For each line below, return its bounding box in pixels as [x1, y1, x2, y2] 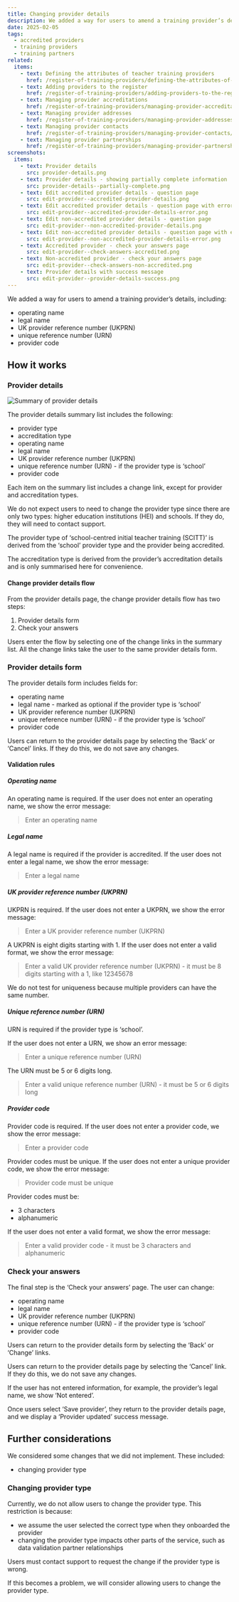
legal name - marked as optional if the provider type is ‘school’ [17, 700, 201, 709]
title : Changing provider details [7, 10, 110, 18]
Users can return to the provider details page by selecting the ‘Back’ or [7, 736, 216, 745]
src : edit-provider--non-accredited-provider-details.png [26, 222, 202, 229]
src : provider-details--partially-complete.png [26, 182, 171, 189]
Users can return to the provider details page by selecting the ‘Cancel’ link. [7, 1362, 227, 1370]
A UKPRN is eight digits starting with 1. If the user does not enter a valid [7, 940, 217, 950]
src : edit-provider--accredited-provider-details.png [26, 196, 190, 203]
